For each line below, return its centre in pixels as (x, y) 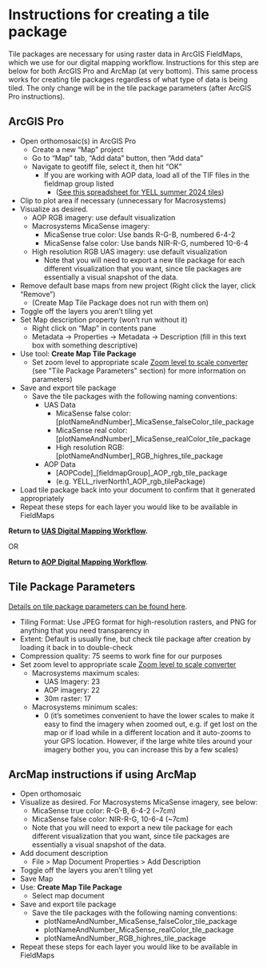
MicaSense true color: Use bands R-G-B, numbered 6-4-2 (139, 235)
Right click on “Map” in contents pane (94, 328)
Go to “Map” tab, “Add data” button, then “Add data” (118, 158)
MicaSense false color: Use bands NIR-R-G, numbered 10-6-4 (146, 243)
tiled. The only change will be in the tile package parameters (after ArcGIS (130, 88)
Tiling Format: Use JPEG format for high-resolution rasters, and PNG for (138, 621)
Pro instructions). (37, 96)
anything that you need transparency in (84, 630)
